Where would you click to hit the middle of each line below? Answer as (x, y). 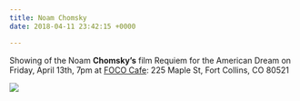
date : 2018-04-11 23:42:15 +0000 (73, 26)
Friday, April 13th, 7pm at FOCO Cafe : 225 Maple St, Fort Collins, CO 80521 (149, 70)
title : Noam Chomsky (49, 18)
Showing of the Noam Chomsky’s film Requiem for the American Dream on (150, 60)
